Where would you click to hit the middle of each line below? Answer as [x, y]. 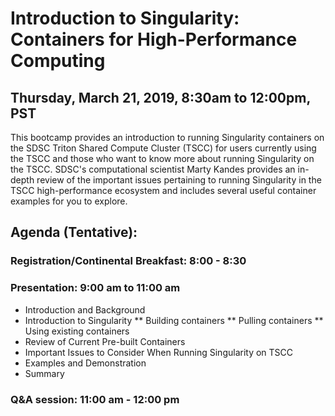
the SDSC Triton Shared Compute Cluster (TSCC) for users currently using [163, 148]
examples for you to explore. [69, 201]
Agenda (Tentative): [74, 232]
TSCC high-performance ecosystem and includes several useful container [163, 190]
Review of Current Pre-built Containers [105, 341]
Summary [44, 373]
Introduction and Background [85, 309]
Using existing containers [77, 331]
